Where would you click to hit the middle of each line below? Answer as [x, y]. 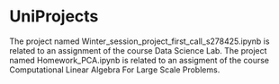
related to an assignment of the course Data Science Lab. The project [138, 50]
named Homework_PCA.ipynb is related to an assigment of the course [139, 60]
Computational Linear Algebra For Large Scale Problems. [115, 70]
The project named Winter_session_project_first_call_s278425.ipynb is [139, 41]
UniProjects [54, 17]
